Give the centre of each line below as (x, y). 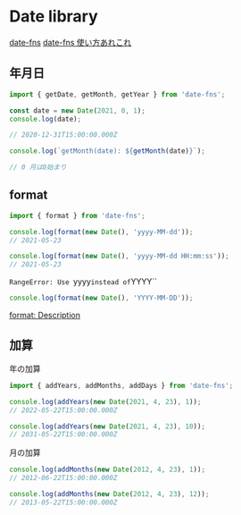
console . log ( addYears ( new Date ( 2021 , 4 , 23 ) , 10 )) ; (108, 426)
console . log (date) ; (46, 119)
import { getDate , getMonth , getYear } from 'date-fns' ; (117, 94)
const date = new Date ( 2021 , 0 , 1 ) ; (77, 110)
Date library (54, 17)
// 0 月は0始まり (38, 167)
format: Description (45, 316)
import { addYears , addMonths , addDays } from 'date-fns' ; (121, 385)
